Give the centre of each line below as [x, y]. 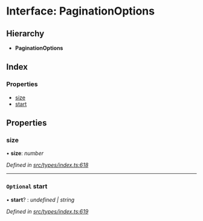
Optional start [27, 186]
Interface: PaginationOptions [81, 11]
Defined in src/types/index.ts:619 [47, 211]
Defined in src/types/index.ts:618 [47, 165]
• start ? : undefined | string [40, 200]
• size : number [25, 153]
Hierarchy [25, 34]
